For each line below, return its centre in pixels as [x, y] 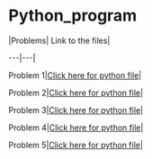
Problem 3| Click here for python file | [76, 110]
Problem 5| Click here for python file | [76, 145]
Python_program [73, 16]
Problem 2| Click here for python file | [76, 93]
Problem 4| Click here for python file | [76, 128]
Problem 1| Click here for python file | [75, 75]
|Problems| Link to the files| [59, 40]
